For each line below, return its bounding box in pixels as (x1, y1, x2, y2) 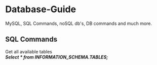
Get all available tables (5, 48, 52, 54)
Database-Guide (5, 4, 76, 15)
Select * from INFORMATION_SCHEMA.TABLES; (5, 54, 108, 60)
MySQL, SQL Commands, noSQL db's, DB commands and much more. (5, 20, 152, 26)
